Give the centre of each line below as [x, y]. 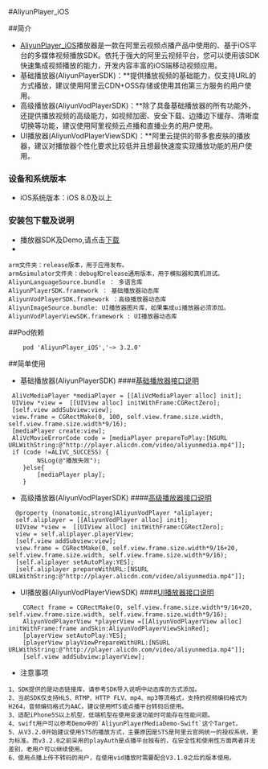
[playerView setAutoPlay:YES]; [75, 635]
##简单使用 [27, 363]
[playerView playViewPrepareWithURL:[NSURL [97, 643]
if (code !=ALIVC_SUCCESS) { [61, 452]
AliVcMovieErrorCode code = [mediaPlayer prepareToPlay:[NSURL [120, 438]
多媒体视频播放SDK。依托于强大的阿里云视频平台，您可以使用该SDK [147, 55]
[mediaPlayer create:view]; [59, 431]
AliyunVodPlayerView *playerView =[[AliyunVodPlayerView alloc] [132, 621]
